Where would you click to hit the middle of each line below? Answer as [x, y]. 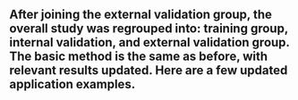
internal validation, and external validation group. [149, 42]
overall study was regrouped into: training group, [149, 29]
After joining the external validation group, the [141, 15]
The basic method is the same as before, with [139, 57]
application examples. [72, 84]
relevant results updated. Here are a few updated [149, 71]
